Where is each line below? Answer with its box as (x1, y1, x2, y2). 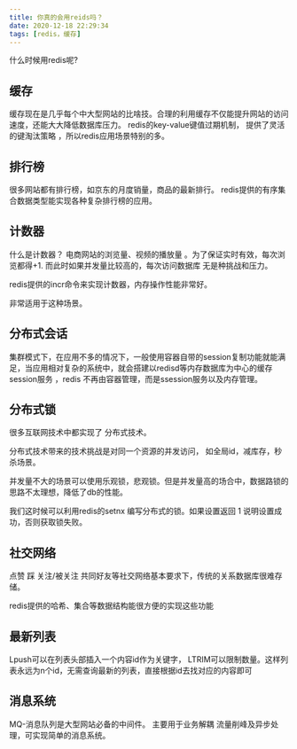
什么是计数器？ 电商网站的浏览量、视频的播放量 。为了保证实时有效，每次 (9, 249, 277, 260)
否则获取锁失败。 (24, 517, 87, 527)
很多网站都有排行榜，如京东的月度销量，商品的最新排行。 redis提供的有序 (9, 184, 278, 195)
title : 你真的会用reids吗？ (9, 12, 104, 22)
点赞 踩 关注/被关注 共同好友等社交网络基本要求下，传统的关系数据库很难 (9, 571, 275, 581)
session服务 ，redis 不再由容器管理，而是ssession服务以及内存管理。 (9, 373, 263, 384)
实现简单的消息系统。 (32, 729, 111, 740)
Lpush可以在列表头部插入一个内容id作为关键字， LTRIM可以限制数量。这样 (9, 654, 281, 665)
